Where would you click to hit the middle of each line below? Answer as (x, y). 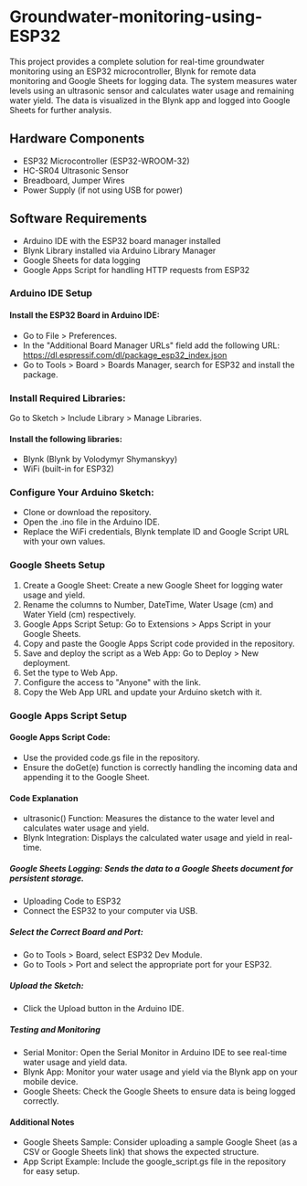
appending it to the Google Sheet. (86, 777)
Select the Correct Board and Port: (76, 932)
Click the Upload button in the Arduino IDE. (103, 1009)
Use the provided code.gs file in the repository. (111, 757)
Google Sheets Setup (57, 566)
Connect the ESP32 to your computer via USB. (110, 911)
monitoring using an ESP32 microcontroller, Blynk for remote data (133, 71)
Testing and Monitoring (55, 1029)
